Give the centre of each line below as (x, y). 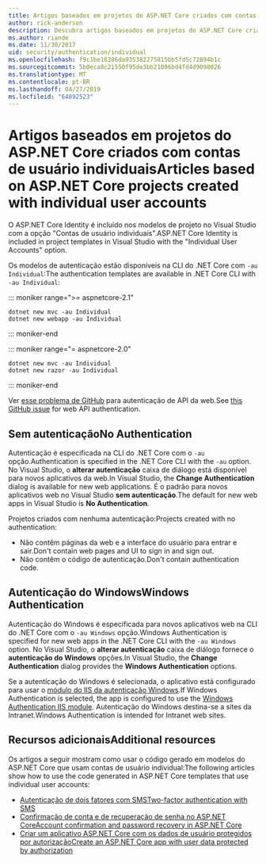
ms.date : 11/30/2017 (42, 45)
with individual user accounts (108, 203)
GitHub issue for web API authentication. (74, 409)
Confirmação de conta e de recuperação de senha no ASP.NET (123, 816)
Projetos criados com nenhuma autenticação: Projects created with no (122, 519)
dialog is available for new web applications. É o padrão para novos (118, 487)
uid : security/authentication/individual (78, 52)
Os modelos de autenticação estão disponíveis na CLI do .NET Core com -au (133, 265)
